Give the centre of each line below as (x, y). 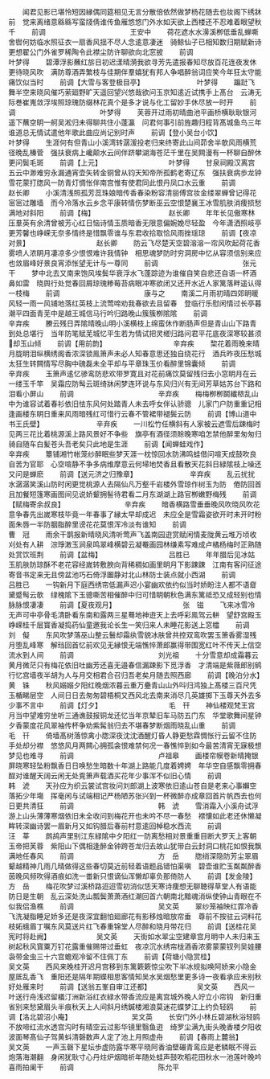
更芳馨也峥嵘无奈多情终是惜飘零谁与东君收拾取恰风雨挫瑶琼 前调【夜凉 (133, 233)
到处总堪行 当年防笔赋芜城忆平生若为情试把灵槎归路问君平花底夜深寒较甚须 (135, 333)
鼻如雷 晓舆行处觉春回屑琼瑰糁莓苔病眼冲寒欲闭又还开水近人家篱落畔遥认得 (135, 283)
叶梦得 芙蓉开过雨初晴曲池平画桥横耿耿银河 (178, 112)
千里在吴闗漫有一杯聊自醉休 (216, 152)
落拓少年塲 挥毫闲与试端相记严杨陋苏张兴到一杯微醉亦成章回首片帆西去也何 (135, 796)
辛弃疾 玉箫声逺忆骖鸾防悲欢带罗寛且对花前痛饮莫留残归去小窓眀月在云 (133, 373)
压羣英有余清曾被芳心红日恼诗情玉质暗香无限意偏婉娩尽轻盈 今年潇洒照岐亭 (135, 223)
